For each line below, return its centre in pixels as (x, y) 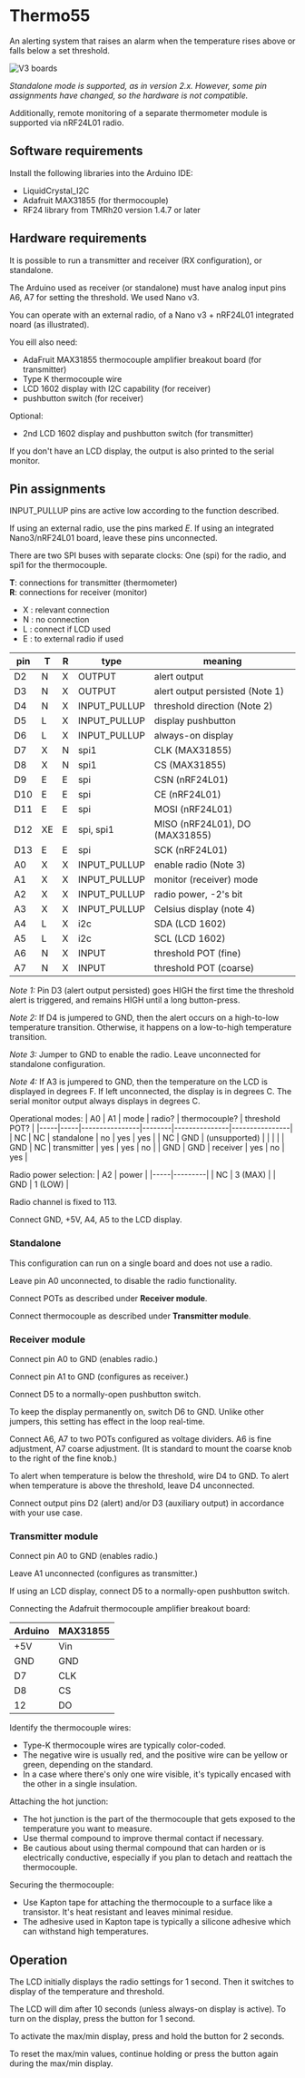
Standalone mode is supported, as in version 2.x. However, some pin (138, 85)
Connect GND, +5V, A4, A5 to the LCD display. (96, 1220)
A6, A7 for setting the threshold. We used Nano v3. (104, 297)
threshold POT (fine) (197, 954)
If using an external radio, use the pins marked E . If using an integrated (142, 528)
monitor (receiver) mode (206, 879)
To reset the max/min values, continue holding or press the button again (144, 2054)
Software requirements (76, 151)
